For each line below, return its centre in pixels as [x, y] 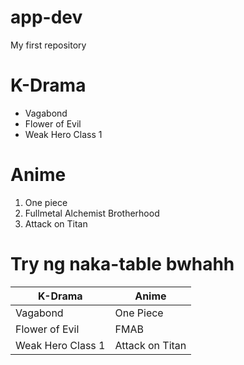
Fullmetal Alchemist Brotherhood [92, 213]
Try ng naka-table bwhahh [122, 264]
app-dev [46, 17]
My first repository [48, 45]
